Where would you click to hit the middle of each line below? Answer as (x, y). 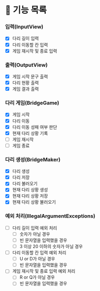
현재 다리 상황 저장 (30, 196)
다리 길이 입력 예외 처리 (35, 228)
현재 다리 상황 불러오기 (34, 202)
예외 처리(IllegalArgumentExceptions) (50, 216)
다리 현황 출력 (25, 83)
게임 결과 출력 (25, 89)
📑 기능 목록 (26, 10)
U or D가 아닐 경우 (37, 259)
